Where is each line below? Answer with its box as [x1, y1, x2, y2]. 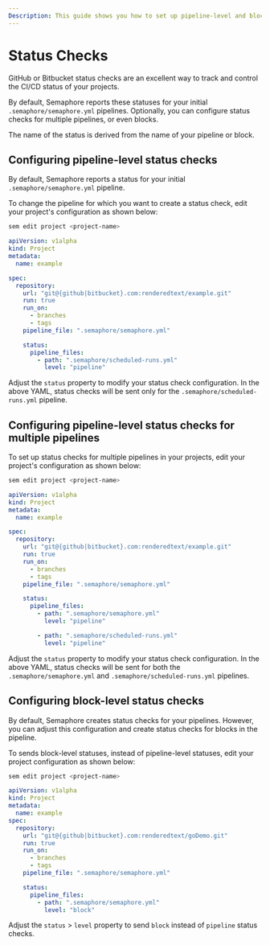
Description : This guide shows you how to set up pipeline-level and [8, 11, 247, 20]
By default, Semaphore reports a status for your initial [8, 175, 186, 184]
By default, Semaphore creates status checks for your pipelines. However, [8, 715, 255, 725]
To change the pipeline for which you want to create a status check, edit [8, 199, 247, 208]
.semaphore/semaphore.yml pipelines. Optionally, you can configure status [8, 105, 251, 115]
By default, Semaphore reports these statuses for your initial [8, 97, 208, 107]
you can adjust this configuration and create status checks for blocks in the [8, 724, 259, 733]
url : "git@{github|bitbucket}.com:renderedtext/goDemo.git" [22, 832, 228, 840]
